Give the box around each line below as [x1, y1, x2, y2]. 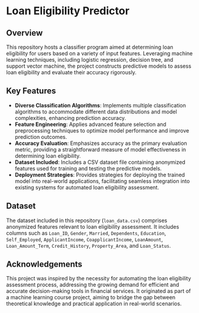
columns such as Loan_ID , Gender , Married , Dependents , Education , [6, 229, 166, 236]
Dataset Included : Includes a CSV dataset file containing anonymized [14, 159, 186, 166]
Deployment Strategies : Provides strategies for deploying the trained [14, 171, 185, 178]
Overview [6, 28, 43, 38]
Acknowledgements [6, 260, 83, 270]
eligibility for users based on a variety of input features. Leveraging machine [6, 50, 193, 57]
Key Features [6, 86, 56, 96]
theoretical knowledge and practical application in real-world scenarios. [6, 300, 182, 307]
